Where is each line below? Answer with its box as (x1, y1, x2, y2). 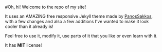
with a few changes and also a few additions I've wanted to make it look (5, 19, 149, 24)
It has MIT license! (5, 42, 42, 48)
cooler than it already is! (5, 24, 54, 29)
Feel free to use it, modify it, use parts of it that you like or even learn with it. (5, 33, 158, 39)
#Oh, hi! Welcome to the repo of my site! (5, 4, 86, 10)
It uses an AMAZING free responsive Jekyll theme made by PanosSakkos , (5, 13, 153, 19)
